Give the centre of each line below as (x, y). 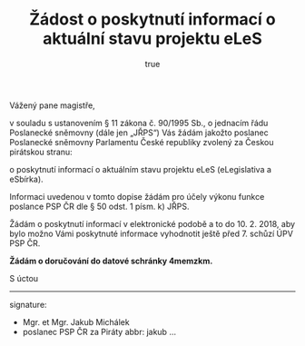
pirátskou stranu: (41, 152)
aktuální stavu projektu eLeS (152, 39)
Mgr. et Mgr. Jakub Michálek (76, 321)
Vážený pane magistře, (52, 105)
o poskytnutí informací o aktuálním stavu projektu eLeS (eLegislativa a (141, 169)
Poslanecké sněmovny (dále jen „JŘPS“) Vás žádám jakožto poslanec (139, 133)
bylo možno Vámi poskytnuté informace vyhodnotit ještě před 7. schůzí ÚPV (151, 233)
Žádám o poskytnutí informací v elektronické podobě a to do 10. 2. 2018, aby (152, 223)
